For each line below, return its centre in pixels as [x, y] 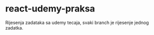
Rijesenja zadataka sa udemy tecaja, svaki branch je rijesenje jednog [77, 22]
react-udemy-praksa [50, 9]
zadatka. [14, 27]
